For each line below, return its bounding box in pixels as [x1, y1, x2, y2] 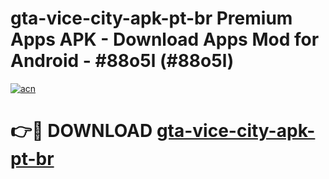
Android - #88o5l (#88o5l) [10, 50, 235, 72]
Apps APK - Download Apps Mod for [10, 28, 320, 51]
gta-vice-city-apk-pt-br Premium [10, 7, 293, 30]
